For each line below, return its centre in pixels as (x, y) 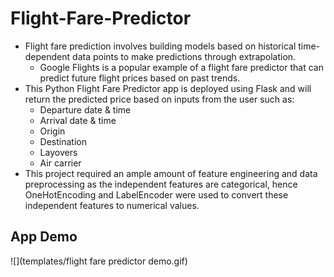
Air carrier (60, 163)
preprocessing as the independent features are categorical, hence (161, 184)
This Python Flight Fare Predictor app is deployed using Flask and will (168, 88)
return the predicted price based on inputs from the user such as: (159, 99)
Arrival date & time (78, 120)
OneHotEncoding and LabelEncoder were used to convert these (156, 194)
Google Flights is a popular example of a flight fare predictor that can (181, 67)
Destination (63, 141)
